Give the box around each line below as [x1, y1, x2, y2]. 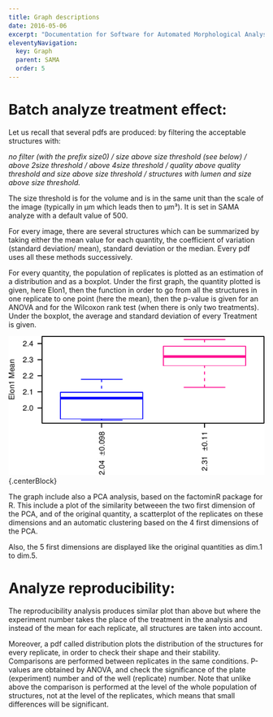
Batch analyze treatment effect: [8, 101, 227, 119]
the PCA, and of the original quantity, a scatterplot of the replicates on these [8, 508, 264, 519]
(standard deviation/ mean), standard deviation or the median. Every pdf [8, 244, 250, 253]
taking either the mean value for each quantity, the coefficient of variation [8, 235, 255, 244]
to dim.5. [8, 551, 38, 560]
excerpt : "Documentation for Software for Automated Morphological [8, 30, 242, 38]
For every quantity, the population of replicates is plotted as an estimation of [8, 268, 264, 278]
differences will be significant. [8, 699, 110, 709]
